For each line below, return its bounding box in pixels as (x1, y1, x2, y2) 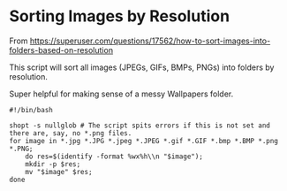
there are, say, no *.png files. (9, 128, 132, 138)
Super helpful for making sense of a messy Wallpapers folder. (9, 88, 234, 99)
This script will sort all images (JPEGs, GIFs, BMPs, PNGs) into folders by (9, 62, 275, 73)
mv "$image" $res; (25, 167, 93, 176)
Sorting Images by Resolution (9, 6, 230, 27)
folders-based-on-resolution (9, 44, 113, 55)
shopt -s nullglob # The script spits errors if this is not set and (9, 121, 271, 130)
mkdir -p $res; (25, 159, 81, 169)
